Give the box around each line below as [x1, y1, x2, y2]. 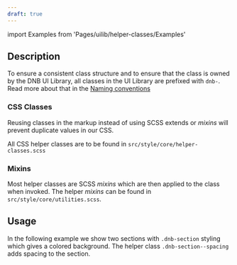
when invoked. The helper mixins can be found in [7, 188, 151, 196]
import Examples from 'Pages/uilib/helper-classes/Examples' [7, 30, 186, 38]
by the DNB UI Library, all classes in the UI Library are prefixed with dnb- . [7, 77, 221, 85]
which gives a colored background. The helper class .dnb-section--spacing [7, 242, 229, 250]
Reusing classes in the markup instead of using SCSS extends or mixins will [7, 118, 228, 126]
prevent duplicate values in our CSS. [7, 126, 114, 134]
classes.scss [7, 147, 46, 154]
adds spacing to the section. [7, 249, 91, 258]
